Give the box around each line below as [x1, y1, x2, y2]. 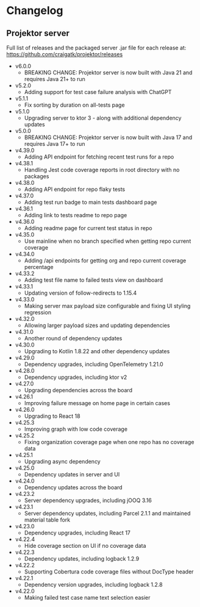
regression [24, 309, 52, 316]
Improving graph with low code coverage [24, 425, 128, 433]
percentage [24, 264, 54, 270]
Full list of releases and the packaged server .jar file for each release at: [6, 44, 187, 51]
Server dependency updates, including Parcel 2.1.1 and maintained [24, 510, 191, 517]
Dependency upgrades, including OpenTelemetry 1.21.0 [24, 361, 163, 368]
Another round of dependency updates [24, 335, 123, 342]
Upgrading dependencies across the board [24, 387, 133, 393]
